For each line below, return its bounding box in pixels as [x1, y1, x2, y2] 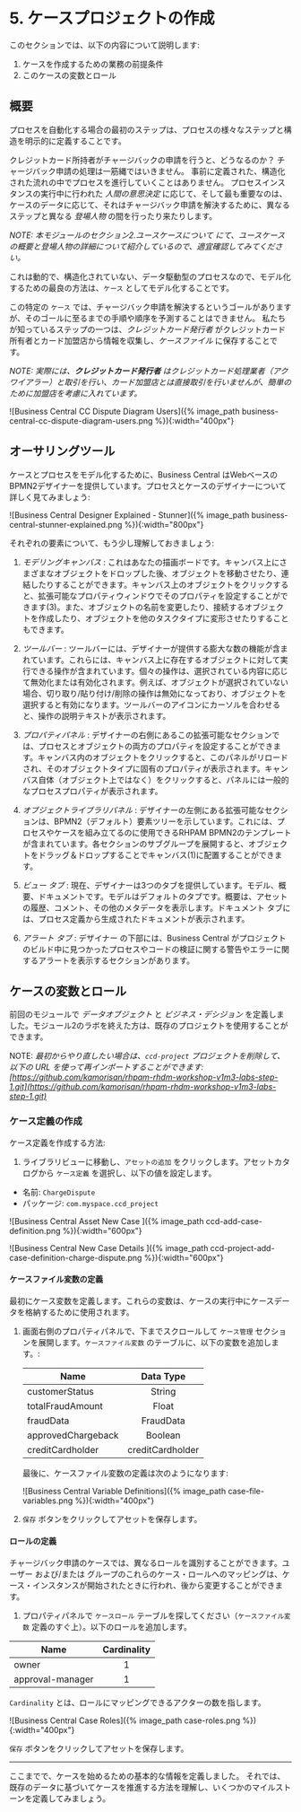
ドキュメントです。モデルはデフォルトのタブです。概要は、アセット [38, 890, 288, 902]
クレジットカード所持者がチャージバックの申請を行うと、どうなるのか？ [9, 154, 276, 165]
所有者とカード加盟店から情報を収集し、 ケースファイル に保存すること [9, 335, 271, 346]
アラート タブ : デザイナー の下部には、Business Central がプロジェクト [21, 932, 287, 943]
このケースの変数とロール [21, 69, 117, 81]
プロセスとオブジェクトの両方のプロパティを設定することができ [38, 740, 273, 751]
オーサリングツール [9, 443, 116, 459]
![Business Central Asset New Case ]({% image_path [9, 1215, 204, 1226]
